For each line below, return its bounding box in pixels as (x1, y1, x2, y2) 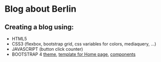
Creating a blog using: (4, 23, 74, 31)
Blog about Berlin (4, 3, 77, 15)
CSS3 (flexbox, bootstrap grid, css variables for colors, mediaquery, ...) (11, 41, 157, 47)
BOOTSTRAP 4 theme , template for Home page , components (11, 51, 136, 57)
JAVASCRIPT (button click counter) (11, 46, 83, 52)
